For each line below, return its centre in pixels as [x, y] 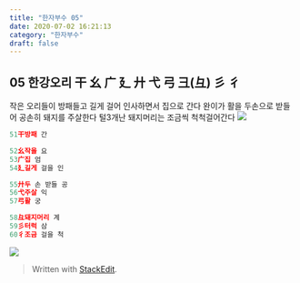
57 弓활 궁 [25, 201]
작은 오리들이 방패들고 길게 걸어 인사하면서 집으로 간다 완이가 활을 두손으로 [142, 106]
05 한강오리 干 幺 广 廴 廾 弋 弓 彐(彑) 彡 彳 [125, 82]
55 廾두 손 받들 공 [39, 184]
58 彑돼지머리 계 [35, 218]
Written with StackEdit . [75, 268]
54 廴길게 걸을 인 [37, 168]
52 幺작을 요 [29, 151]
